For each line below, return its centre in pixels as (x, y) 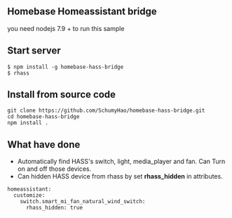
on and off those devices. (54, 169)
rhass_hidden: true (54, 208)
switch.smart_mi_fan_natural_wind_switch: (83, 202)
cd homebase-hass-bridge (43, 117)
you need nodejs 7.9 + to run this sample (66, 28)
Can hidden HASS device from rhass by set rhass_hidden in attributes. (120, 177)
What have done (44, 145)
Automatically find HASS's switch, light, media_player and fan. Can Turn (121, 162)
